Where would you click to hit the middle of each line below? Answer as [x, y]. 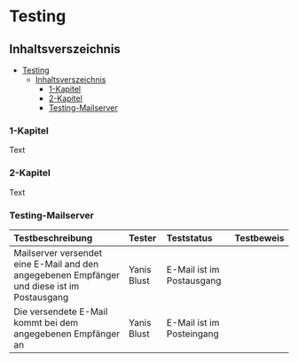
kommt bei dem [46, 322]
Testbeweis [259, 238]
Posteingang [192, 334]
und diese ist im [47, 286]
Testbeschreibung [53, 238]
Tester [142, 238]
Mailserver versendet [58, 252]
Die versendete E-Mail [61, 312]
